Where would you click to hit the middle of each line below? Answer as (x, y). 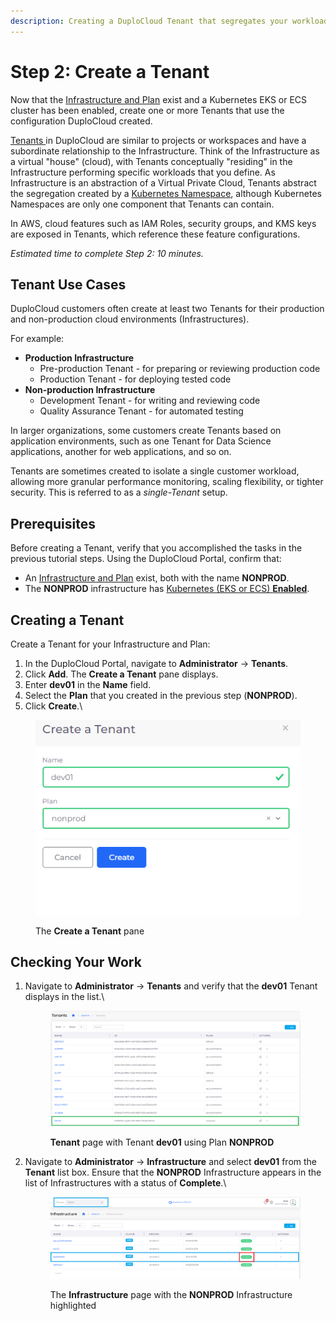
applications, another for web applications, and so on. (121, 452)
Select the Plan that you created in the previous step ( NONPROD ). (161, 695)
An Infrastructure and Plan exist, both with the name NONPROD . (157, 578)
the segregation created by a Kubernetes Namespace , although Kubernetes (166, 193)
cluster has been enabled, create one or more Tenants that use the (147, 110)
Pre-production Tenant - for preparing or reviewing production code (180, 369)
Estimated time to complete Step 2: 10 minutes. (107, 253)
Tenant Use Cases (68, 284)
